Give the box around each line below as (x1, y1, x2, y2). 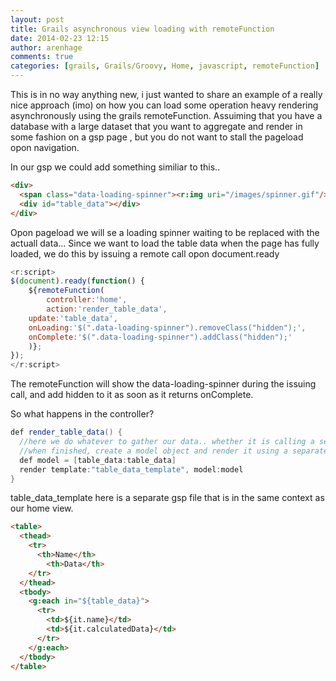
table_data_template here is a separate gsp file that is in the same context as (10, 492, 325, 504)
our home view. (10, 502, 74, 515)
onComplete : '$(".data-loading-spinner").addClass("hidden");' (28, 332, 293, 342)
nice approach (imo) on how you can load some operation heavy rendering (10, 99, 319, 111)
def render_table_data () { (10, 427, 123, 438)
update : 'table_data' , (28, 313, 118, 323)
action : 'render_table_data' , (46, 304, 168, 314)
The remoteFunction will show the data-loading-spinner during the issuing (10, 378, 317, 390)
